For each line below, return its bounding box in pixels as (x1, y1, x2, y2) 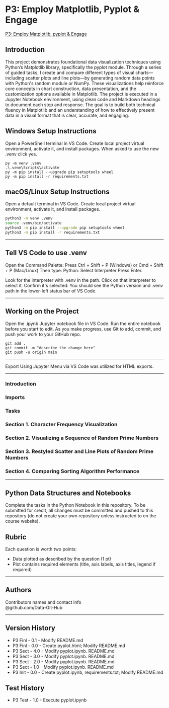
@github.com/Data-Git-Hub (5, 604, 63, 610)
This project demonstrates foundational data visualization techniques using (5, 59, 161, 65)
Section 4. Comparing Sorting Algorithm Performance (5, 467, 140, 475)
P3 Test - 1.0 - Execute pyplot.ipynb (12, 697, 87, 703)
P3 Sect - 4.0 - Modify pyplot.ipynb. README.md (12, 648, 115, 654)
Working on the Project (5, 307, 79, 316)
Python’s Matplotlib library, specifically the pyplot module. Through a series (5, 64, 161, 70)
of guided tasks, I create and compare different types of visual (5, 69, 135, 75)
